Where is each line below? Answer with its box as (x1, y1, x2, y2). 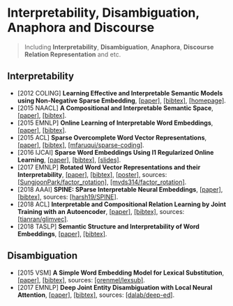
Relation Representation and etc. (24, 50, 121, 59)
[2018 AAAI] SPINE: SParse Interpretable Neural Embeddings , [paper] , (17, 185, 223, 193)
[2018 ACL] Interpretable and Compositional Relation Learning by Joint (17, 200, 227, 208)
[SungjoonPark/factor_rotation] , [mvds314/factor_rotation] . (17, 178, 187, 186)
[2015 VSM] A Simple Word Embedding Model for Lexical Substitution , (17, 268, 225, 277)
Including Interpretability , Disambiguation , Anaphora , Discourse (24, 43, 214, 51)
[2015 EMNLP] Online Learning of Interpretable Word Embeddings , (17, 118, 213, 127)
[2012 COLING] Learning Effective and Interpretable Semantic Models (17, 89, 223, 97)
